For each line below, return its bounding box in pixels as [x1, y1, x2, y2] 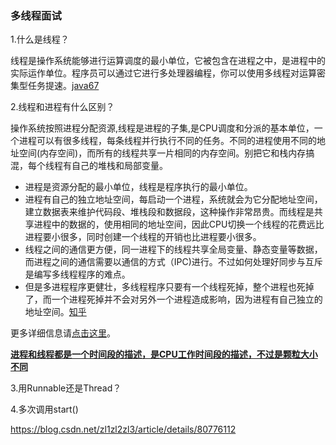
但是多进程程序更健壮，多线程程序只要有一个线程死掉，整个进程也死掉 [24, 281, 315, 293]
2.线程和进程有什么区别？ [10, 101, 115, 113]
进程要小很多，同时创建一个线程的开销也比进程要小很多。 [24, 231, 262, 243]
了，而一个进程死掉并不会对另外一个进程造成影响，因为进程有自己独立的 [24, 293, 323, 306]
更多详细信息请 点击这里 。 [10, 327, 116, 339]
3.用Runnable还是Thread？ [10, 382, 122, 394]
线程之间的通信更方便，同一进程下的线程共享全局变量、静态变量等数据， [24, 243, 323, 256]
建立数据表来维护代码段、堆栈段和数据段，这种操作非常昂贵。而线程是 [24, 206, 315, 218]
